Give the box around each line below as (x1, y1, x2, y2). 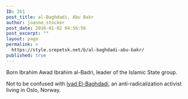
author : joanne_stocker (6, 19, 65, 25)
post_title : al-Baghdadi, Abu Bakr (6, 14, 94, 20)
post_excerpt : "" (6, 31, 49, 37)
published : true (6, 52, 46, 58)
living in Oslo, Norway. (6, 86, 61, 93)
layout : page (6, 36, 39, 42)
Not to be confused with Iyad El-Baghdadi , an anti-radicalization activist (6, 80, 182, 87)
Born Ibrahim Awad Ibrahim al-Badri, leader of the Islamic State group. (6, 68, 178, 75)
